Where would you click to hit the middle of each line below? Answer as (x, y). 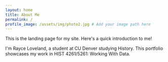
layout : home (19, 10)
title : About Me (22, 15)
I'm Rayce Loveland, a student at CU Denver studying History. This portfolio (84, 48)
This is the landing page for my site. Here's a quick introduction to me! (79, 39)
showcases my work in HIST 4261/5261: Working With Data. (68, 54)
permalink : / (19, 19)
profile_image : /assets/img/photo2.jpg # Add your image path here (78, 24)
